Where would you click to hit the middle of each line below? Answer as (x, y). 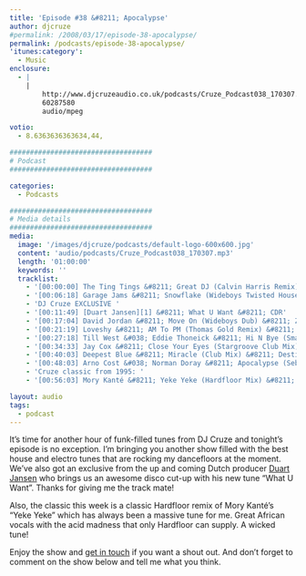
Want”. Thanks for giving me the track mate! (92, 488)
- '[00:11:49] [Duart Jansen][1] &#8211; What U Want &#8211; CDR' (156, 313)
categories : (32, 186)
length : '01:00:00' (55, 262)
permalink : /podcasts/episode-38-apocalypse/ (97, 43)
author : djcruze (40, 26)
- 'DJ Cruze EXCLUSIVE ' (73, 304)
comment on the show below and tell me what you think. (115, 562)
